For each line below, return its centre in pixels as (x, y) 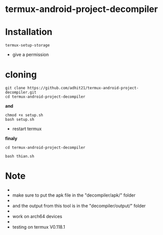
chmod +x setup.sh (24, 115)
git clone (15, 88)
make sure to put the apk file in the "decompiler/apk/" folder (74, 195)
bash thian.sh (20, 156)
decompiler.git (21, 93)
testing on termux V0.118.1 (39, 227)
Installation (29, 32)
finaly (11, 139)
